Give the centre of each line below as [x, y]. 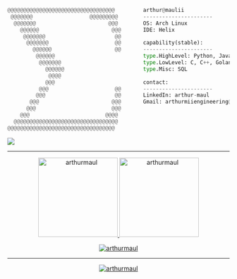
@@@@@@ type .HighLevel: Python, [126, 56]
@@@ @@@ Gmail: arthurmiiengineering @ [130, 102]
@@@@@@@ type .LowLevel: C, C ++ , [126, 63]
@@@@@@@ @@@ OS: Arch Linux [101, 23]
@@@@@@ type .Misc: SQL [116, 69]
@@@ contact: [107, 82]
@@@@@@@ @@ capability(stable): [114, 43]
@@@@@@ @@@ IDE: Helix [97, 30]
